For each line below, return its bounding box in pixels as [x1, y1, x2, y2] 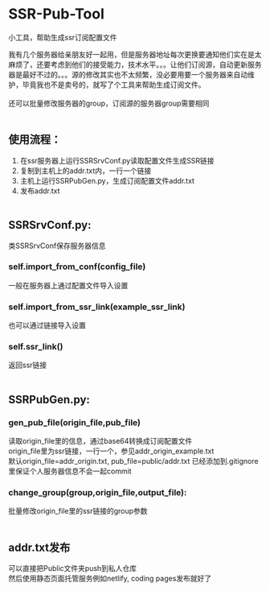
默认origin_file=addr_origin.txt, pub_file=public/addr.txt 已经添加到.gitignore [8, 457, 259, 466]
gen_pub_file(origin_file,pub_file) [8, 416, 141, 428]
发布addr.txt [19, 186, 60, 196]
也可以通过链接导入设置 [8, 320, 86, 330]
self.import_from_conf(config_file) [8, 261, 146, 272]
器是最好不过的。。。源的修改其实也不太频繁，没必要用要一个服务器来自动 [8, 69, 247, 79]
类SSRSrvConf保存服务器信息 [8, 241, 106, 250]
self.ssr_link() [8, 341, 63, 353]
